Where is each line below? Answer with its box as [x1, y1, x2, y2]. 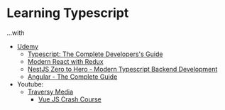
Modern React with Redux [27, 57, 104, 65]
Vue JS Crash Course [38, 94, 102, 104]
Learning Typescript [6, 5, 129, 21]
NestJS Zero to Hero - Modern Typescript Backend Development [27, 65, 218, 73]
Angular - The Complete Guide [27, 72, 118, 81]
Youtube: [16, 79, 44, 88]
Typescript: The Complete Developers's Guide [27, 50, 163, 58]
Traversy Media [27, 87, 74, 96]
